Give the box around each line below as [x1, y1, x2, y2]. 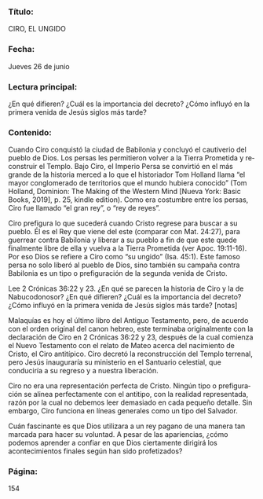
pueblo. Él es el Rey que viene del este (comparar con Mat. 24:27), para [8, 227, 241, 237]
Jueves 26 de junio [8, 61, 70, 71]
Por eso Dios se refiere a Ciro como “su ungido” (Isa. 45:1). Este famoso [8, 252, 241, 262]
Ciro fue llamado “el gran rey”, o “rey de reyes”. [8, 204, 161, 213]
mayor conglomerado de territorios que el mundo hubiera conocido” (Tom [8, 178, 247, 188]
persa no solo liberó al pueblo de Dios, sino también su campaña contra [8, 260, 240, 270]
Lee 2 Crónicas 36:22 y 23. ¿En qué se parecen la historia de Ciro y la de [8, 284, 244, 293]
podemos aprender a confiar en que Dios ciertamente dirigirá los [8, 438, 217, 448]
